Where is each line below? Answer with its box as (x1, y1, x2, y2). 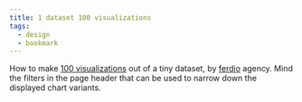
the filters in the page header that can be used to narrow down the (9, 73, 258, 84)
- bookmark (17, 38, 59, 48)
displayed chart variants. (9, 82, 101, 93)
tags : (9, 22, 30, 31)
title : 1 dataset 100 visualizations (9, 13, 152, 23)
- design (17, 30, 51, 39)
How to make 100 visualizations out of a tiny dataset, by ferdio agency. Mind (9, 63, 294, 74)
